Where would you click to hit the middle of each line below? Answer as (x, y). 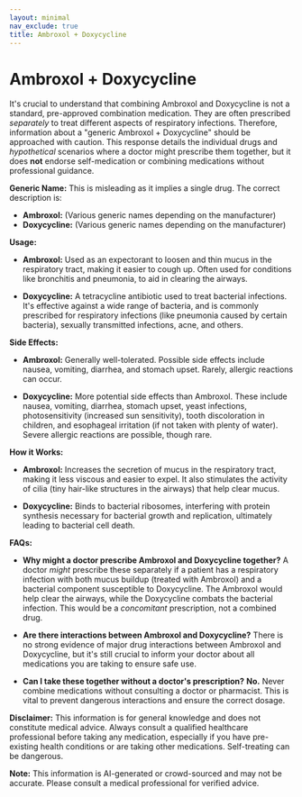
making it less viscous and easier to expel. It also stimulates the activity (155, 479)
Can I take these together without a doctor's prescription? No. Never (153, 682)
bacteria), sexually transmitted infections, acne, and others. (133, 325)
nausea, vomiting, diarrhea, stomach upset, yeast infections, (135, 406)
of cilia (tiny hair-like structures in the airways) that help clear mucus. (151, 489)
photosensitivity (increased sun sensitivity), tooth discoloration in (143, 416)
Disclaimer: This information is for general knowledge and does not (135, 718)
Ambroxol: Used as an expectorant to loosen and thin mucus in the (147, 260)
